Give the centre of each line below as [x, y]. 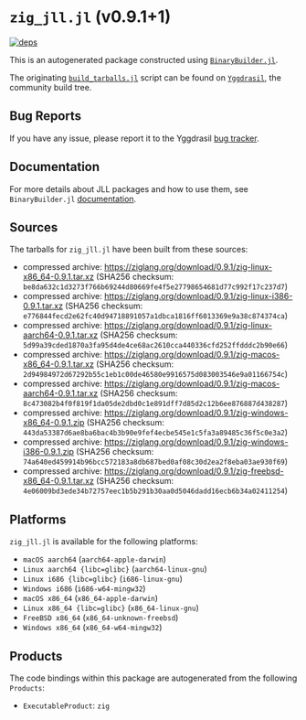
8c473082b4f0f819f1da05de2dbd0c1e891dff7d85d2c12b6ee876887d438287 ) [155, 403]
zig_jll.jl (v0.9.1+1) [90, 17]
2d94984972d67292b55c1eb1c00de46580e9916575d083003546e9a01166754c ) [155, 374]
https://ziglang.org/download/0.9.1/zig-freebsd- [194, 471]
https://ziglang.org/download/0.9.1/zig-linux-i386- [198, 296]
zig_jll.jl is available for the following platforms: [104, 542]
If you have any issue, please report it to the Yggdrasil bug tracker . [134, 138]
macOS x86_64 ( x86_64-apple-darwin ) [90, 598]
